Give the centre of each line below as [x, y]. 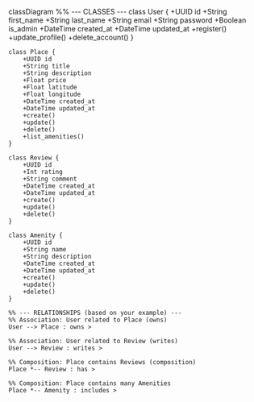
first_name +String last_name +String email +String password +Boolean [127, 20]
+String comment [50, 179]
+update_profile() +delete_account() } [71, 37]
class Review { [34, 158]
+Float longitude [52, 94]
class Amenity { [35, 235]
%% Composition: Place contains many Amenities [90, 383]
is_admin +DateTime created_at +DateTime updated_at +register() [118, 29]
